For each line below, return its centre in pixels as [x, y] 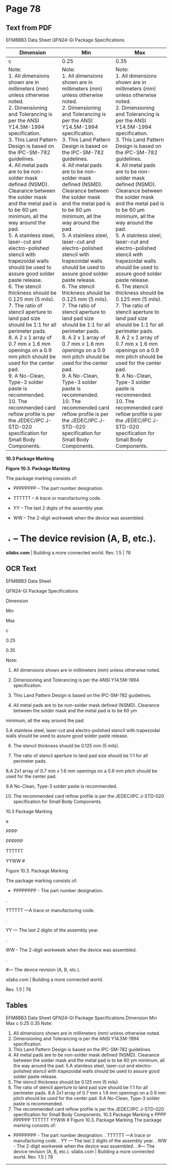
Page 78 [23, 9]
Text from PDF [29, 28]
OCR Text [21, 569]
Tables [17, 1005]
